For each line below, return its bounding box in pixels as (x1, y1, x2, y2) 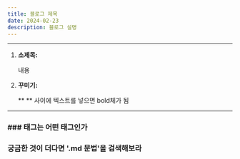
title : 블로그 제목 (7, 10, 58, 18)
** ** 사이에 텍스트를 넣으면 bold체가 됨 (17, 96, 129, 105)
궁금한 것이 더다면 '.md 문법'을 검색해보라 (7, 143, 142, 153)
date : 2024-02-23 (7, 17, 59, 24)
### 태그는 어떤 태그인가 (7, 123, 88, 133)
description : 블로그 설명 (7, 24, 77, 31)
